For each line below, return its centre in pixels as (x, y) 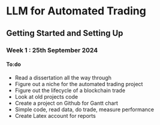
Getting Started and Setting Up (65, 33)
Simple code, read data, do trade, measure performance (84, 109)
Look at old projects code (46, 96)
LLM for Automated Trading (76, 11)
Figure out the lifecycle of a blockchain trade (70, 90)
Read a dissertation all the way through (63, 77)
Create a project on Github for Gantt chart (66, 103)
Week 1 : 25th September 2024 (52, 50)
